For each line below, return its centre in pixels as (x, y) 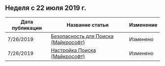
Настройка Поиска (73, 50)
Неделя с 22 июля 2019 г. (46, 8)
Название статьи (88, 25)
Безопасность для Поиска (82, 36)
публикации (27, 28)
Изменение (143, 25)
